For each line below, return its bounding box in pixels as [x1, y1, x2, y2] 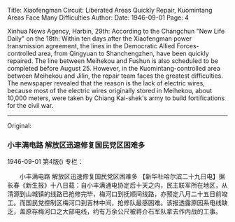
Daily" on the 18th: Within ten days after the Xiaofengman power [7, 34, 192, 43]
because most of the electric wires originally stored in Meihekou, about [7, 87, 212, 95]
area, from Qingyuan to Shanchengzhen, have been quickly [38, 49, 210, 57]
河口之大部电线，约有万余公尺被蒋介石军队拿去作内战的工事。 [43, 207, 222, 216]
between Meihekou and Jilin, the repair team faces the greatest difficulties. [7, 71, 224, 80]
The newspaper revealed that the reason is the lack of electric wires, [7, 79, 205, 87]
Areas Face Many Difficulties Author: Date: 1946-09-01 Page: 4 [7, 13, 189, 22]
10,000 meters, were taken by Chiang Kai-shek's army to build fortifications [7, 94, 225, 102]
